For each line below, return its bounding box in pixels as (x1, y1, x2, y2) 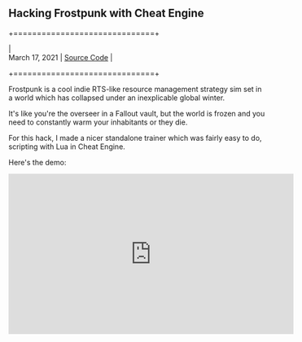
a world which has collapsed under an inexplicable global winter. (8, 93, 225, 103)
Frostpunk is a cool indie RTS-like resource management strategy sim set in (8, 84, 262, 94)
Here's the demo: (8, 157, 67, 167)
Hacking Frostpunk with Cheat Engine (8, 7, 205, 20)
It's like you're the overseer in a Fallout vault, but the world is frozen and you (8, 108, 265, 118)
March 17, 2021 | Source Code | (8, 52, 113, 62)
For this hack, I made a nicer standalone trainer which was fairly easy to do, (8, 133, 262, 142)
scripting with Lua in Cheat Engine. (8, 142, 126, 151)
